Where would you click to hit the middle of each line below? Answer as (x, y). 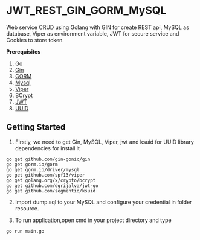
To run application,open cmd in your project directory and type (93, 220)
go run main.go (25, 231)
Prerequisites (24, 51)
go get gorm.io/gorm (32, 164)
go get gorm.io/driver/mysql (43, 169)
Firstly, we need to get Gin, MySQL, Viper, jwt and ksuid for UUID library (105, 142)
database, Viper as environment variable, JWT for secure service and (93, 33)
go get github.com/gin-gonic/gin (48, 159)
